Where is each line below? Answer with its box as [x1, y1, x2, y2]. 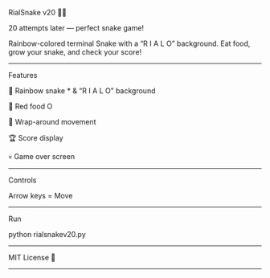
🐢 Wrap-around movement [8, 117, 96, 126]
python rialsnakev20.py [8, 230, 86, 239]
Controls [8, 175, 37, 185]
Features [8, 71, 38, 80]
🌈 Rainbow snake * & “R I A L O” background [8, 86, 156, 96]
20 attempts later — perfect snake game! [8, 23, 145, 32]
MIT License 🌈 [8, 253, 56, 262]
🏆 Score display [8, 133, 63, 142]
